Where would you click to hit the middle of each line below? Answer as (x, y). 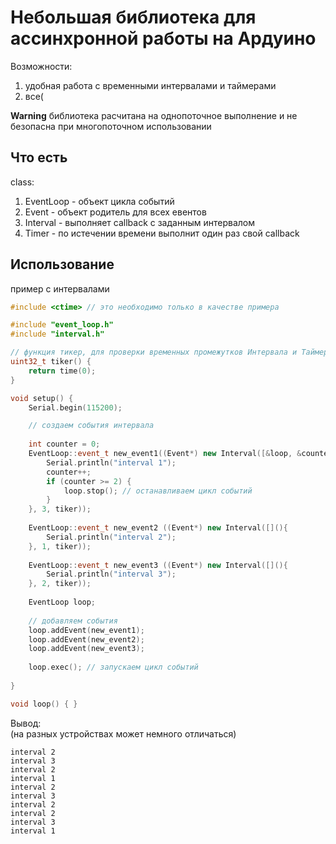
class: (22, 182)
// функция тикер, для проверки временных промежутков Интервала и (154, 352)
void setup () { (42, 398)
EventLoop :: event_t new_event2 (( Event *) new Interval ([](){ (158, 528)
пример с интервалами (60, 288)
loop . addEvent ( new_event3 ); (86, 649)
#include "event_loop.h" (62, 325)
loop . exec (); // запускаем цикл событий (113, 667)
